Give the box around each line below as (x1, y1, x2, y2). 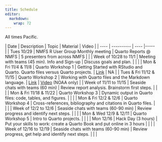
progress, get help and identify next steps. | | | (5, 131, 98, 137)
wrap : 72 (14, 20, 31, 26)
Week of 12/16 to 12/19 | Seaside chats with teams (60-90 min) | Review (5, 126, 147, 132)
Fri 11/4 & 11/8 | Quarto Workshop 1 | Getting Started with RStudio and (5, 64, 143, 70)
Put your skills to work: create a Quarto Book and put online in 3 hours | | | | (5, 121, 155, 127)
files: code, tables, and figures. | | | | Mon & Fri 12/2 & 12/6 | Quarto (5, 95, 138, 101)
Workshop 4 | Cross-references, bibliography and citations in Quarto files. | (5, 100, 156, 106)
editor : (5, 12, 21, 17)
